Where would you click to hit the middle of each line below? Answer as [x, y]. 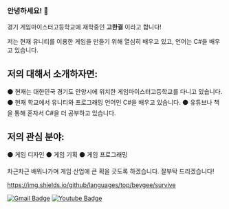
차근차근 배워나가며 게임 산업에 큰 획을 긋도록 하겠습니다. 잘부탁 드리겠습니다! [111, 171]
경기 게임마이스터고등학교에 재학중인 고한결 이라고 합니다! [84, 27]
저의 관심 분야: [36, 137]
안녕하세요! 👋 [28, 10]
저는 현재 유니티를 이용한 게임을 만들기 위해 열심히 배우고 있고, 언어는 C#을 [107, 42]
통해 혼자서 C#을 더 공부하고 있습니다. [65, 113]
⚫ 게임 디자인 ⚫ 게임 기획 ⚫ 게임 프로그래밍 [67, 154]
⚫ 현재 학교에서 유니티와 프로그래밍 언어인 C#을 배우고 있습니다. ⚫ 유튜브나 [110, 102]
